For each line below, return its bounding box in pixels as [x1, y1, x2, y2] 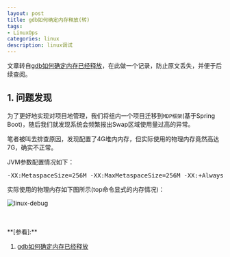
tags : [7, 23, 23, 29]
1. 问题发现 [7, 92, 53, 103]
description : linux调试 [7, 42, 73, 49]
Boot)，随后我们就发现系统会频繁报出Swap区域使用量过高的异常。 [7, 120, 194, 128]
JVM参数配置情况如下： [7, 158, 75, 166]
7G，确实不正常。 [7, 143, 57, 151]
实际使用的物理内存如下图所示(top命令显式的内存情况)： [7, 185, 165, 193]
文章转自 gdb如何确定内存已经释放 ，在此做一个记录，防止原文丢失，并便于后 [7, 62, 222, 69]
